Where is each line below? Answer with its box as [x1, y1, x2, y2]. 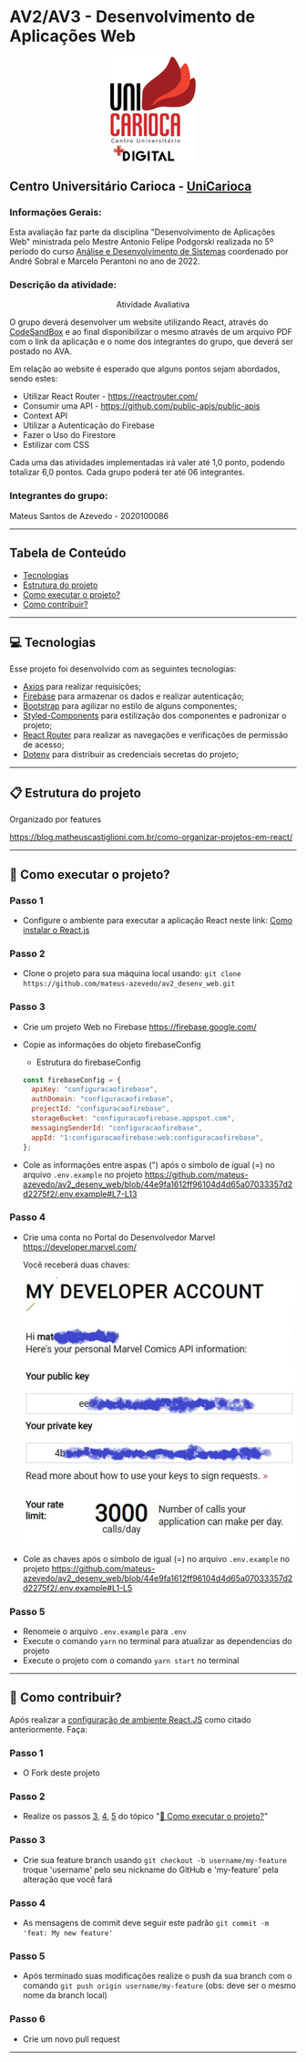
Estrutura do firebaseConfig [36, 1057, 141, 1067]
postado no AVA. [9, 346, 73, 357]
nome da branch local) [22, 1990, 107, 2001]
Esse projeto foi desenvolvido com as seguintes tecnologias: [9, 663, 237, 674]
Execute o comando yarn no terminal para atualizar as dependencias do [22, 1636, 293, 1646]
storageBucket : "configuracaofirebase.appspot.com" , [31, 1114, 236, 1123]
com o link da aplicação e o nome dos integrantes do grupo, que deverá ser [9, 336, 294, 348]
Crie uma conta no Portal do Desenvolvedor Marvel [22, 1232, 216, 1243]
